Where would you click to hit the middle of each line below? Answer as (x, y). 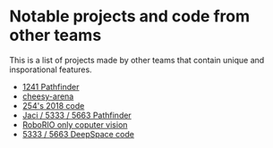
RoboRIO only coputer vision (75, 124)
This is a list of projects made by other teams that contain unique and (137, 60)
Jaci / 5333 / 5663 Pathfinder (77, 115)
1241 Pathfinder (51, 86)
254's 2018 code (53, 105)
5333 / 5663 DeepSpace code (78, 134)
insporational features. (51, 70)
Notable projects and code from (130, 16)
